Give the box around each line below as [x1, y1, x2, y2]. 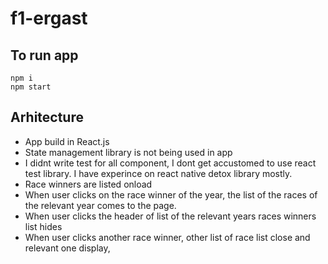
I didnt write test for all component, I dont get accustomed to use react [24, 157, 317, 169]
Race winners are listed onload [24, 178, 153, 190]
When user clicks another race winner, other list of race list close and [24, 231, 311, 243]
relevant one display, [24, 242, 111, 254]
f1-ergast [10, 7, 88, 30]
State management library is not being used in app [24, 146, 233, 158]
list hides [24, 220, 63, 232]
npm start [10, 82, 52, 92]
